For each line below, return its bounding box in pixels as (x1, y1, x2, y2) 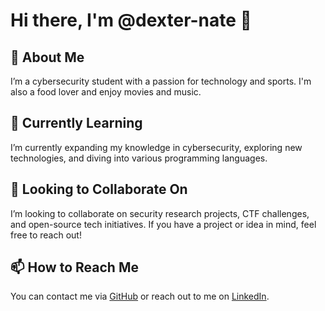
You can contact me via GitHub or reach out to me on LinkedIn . (10, 290, 270, 303)
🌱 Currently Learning (10, 115, 143, 132)
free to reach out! (10, 229, 82, 241)
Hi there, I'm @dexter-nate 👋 (10, 9, 252, 32)
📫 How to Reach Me (10, 259, 139, 276)
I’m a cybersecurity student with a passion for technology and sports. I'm (10, 75, 312, 87)
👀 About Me (10, 49, 85, 66)
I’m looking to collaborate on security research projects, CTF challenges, (10, 207, 310, 219)
